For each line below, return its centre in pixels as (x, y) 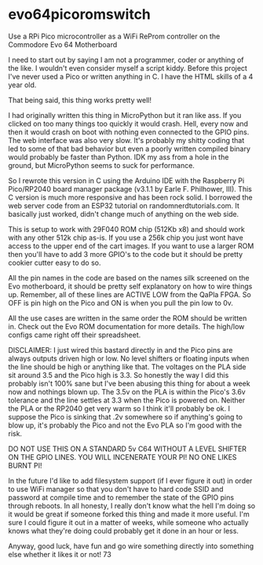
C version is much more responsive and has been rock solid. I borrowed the (130, 197)
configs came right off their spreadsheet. (75, 335)
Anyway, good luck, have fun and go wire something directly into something (131, 546)
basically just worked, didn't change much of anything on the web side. (124, 214)
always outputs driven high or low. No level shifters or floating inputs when (129, 358)
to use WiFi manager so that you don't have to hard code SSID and (116, 489)
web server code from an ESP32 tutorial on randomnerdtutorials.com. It (124, 205)
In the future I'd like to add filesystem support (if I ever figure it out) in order (130, 480)
